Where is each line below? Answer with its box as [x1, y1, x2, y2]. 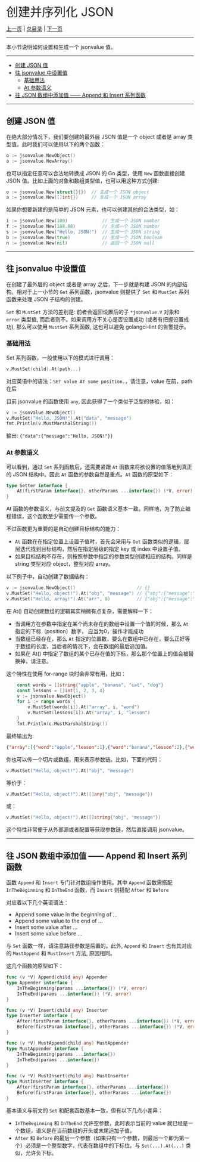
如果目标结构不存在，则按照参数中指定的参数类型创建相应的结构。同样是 [14, 553, 192, 560]
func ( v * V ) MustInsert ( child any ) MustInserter [6, 1073, 129, 1079]
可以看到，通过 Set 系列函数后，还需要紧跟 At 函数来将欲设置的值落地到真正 [6, 463, 192, 470]
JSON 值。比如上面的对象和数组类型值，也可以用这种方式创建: [6, 177, 160, 184]
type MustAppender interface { [6, 1046, 84, 1052]
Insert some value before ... [14, 930, 83, 937]
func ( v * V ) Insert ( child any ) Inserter [6, 1007, 108, 1013]
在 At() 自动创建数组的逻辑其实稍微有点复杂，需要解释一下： [6, 608, 154, 615]
